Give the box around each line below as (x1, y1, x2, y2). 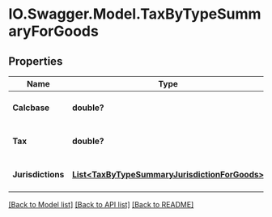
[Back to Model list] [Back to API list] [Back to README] (8, 200, 194, 209)
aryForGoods (8, 22, 99, 40)
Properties (8, 54, 63, 68)
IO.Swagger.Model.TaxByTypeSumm (8, 5, 261, 23)
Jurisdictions (12, 169, 65, 180)
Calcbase (12, 102, 50, 113)
